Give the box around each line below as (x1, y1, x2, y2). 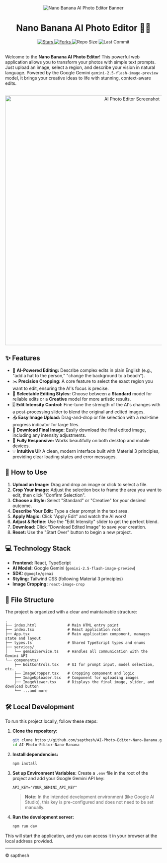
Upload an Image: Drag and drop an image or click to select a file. (12, 481, 148, 487)
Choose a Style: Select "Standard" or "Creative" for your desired (12, 497, 146, 503)
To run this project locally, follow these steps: (5, 718, 98, 724)
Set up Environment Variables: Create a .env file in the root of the (12, 770, 148, 776)
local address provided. (5, 838, 54, 844)
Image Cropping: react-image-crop (12, 581, 85, 587)
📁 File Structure (5, 595, 54, 604)
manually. (24, 804, 45, 810)
